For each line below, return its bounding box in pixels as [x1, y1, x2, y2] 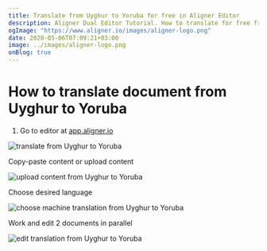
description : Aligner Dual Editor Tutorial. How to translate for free [8, 19, 250, 27]
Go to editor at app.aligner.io [19, 125, 114, 135]
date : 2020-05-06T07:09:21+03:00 [8, 33, 119, 42]
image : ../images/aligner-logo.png [8, 41, 126, 49]
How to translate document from [8, 83, 227, 101]
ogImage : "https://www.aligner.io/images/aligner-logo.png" [8, 26, 212, 34]
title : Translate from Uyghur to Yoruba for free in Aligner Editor [8, 11, 240, 20]
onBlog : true [8, 48, 52, 56]
